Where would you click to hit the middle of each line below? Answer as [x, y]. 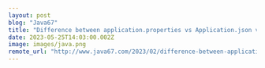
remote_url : [28, 52]
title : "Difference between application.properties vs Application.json [130, 30]
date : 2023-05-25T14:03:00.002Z [61, 37]
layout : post [30, 15]
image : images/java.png [47, 45]
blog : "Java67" [33, 23]
